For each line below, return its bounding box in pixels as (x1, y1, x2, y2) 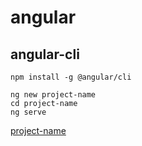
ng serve (10, 107, 47, 117)
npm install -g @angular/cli (10, 72, 132, 82)
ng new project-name (10, 90, 97, 100)
